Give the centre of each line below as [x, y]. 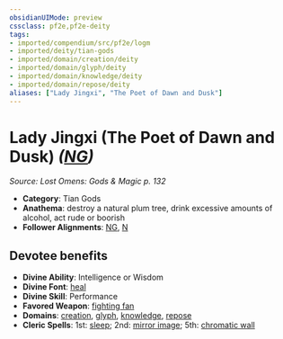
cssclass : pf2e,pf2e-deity [60, 26]
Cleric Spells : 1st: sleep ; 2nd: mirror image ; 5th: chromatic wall [139, 326]
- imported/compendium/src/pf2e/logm [80, 43]
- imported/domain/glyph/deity [68, 68]
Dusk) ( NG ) [52, 156]
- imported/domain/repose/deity [70, 85]
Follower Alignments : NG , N [75, 227]
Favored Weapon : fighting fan [78, 306]
